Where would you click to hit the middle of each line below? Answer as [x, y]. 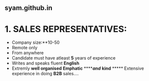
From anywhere [28, 53]
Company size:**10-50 [36, 42]
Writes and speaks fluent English [45, 63]
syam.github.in [29, 8]
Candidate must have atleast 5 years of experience [64, 58]
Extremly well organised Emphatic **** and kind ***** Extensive [78, 68]
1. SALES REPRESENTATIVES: [66, 29]
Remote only [24, 48]
